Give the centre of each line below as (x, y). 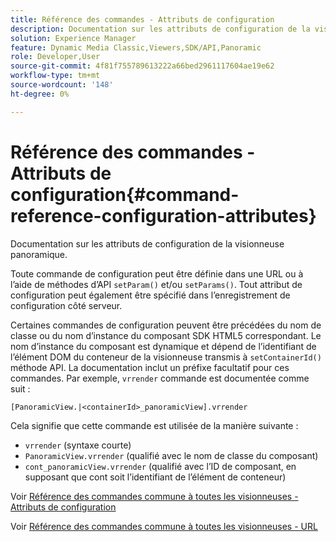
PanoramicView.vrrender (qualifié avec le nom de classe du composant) (171, 455)
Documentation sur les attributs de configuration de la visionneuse (147, 243)
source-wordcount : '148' (62, 85)
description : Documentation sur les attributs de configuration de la (160, 29)
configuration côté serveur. (66, 305)
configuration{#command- (125, 194)
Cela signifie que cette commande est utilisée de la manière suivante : (154, 425)
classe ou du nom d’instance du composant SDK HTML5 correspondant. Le (166, 335)
